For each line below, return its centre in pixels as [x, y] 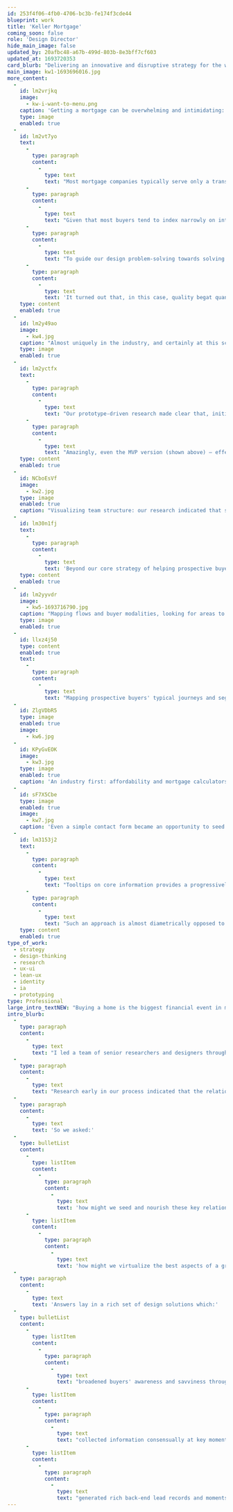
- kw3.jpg [40, 762]
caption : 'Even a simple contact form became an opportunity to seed [122, 827]
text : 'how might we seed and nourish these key [128, 1208]
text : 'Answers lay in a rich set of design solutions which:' [125, 1304]
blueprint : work [31, 20]
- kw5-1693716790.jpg [57, 607]
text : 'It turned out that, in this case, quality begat [128, 298]
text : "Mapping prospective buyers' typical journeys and [130, 698]
